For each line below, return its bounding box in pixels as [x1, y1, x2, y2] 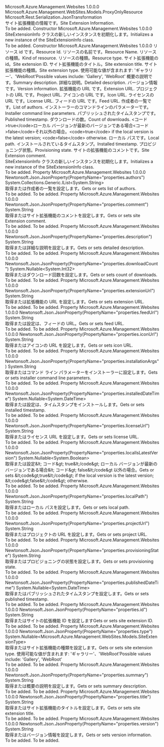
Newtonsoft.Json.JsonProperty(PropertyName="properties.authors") [5, 174, 145, 180]
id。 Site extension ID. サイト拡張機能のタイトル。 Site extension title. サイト [5, 61, 158, 67]
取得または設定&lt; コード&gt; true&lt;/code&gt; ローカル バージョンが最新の [5, 461, 158, 467]
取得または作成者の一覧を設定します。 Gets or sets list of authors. [5, 186, 137, 191]
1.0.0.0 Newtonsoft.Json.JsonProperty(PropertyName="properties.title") [5, 694, 151, 699]
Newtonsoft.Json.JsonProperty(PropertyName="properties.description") [5, 234, 153, 239]
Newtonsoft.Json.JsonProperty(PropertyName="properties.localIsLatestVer [5, 450, 158, 455]
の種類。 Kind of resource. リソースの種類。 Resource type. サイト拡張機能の [5, 55, 159, 61]
